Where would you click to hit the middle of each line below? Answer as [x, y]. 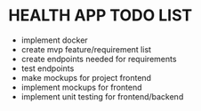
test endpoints [48, 68]
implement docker [54, 40]
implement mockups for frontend [82, 87]
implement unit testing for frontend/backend [102, 96]
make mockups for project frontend [86, 77]
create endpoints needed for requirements [99, 59]
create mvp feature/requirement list [86, 49]
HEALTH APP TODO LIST [100, 16]
